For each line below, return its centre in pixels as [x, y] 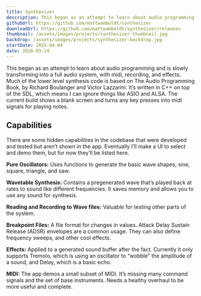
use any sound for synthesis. [42, 195]
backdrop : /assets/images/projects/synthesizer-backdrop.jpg [84, 40]
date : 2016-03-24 [28, 51]
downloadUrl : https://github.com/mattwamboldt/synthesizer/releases [94, 29]
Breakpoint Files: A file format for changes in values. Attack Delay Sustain [98, 225]
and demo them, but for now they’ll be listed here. [68, 153]
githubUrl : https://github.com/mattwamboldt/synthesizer [79, 23]
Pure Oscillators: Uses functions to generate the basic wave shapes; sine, [98, 164]
